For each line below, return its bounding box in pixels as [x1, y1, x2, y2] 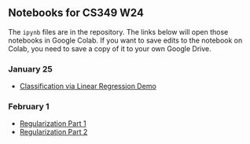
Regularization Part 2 [19, 127, 88, 137]
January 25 [8, 63, 53, 74]
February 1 [8, 102, 50, 113]
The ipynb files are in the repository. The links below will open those [8, 27, 229, 36]
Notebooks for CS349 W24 [8, 6, 144, 20]
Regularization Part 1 [19, 119, 86, 128]
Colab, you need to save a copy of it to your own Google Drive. [8, 43, 212, 54]
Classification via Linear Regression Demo [19, 82, 157, 91]
